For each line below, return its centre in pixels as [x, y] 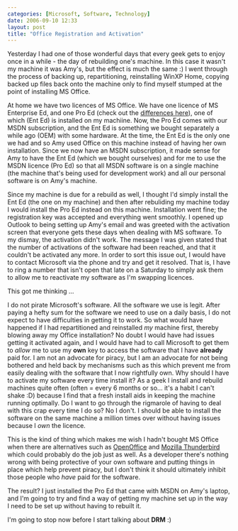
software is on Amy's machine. [52, 181]
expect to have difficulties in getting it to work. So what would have [105, 320]
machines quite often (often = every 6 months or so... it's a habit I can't [111, 388]
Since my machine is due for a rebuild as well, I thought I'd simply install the [118, 195]
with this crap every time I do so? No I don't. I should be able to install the [114, 411]
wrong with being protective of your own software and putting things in [111, 462]
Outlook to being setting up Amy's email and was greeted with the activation [119, 225]
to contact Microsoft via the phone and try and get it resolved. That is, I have [119, 263]
